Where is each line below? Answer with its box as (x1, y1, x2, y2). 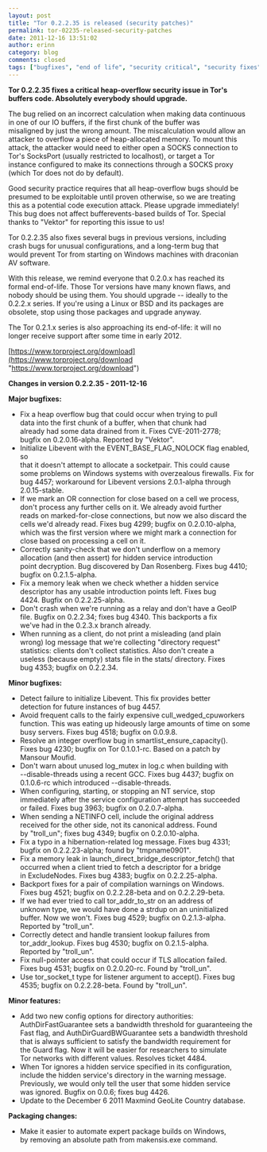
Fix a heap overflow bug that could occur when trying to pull (19, 409, 218, 419)
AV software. (8, 257, 51, 267)
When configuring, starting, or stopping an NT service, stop (19, 786, 216, 795)
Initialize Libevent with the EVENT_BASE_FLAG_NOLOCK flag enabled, (19, 443, 250, 453)
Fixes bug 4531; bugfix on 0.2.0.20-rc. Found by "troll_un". (19, 963, 212, 973)
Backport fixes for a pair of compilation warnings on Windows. (19, 879, 225, 888)
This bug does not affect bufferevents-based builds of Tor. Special (8, 208, 226, 218)
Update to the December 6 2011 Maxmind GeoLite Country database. (19, 1096, 246, 1105)
